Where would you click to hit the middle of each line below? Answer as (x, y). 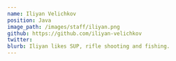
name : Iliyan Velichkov (42, 14)
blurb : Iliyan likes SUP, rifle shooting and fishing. (89, 46)
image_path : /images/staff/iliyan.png (64, 27)
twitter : (20, 40)
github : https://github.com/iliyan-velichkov (74, 33)
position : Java (29, 20)
